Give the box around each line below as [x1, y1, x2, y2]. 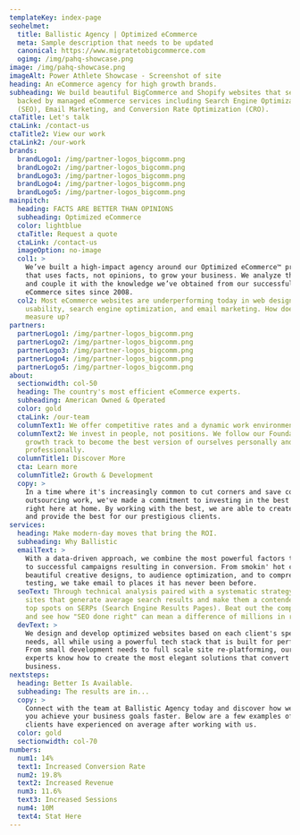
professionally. [25, 446, 87, 455]
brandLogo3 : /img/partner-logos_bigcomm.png [17, 171, 186, 180]
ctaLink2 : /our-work [9, 138, 87, 147]
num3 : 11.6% [17, 787, 62, 797]
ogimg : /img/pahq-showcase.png [17, 55, 134, 64]
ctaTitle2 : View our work [9, 130, 105, 139]
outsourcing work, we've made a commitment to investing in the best [25, 496, 290, 505]
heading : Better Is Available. [17, 678, 134, 687]
